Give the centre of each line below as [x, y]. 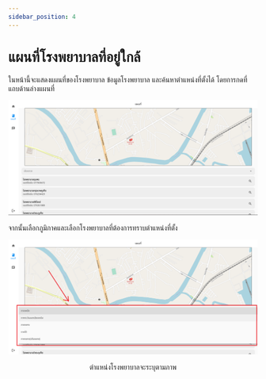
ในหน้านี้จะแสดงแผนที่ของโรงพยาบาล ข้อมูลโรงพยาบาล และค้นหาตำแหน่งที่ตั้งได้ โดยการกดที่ [128, 79]
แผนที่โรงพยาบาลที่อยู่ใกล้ [74, 57]
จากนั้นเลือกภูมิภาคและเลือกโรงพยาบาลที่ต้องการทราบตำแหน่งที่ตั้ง [93, 228]
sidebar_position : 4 [42, 17]
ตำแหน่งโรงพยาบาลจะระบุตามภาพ [133, 367]
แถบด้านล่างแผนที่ [32, 88]
